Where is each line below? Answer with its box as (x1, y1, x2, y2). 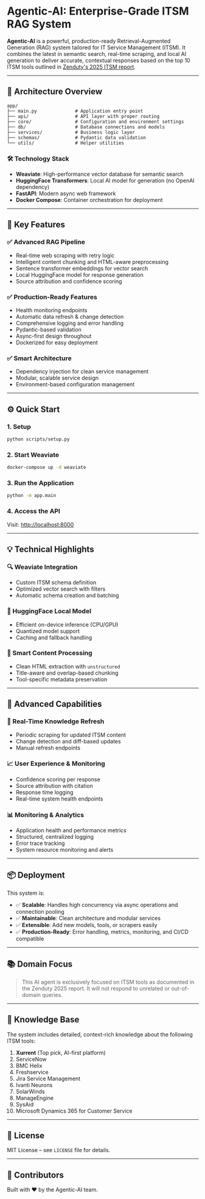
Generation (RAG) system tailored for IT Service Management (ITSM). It (7, 44, 186, 51)
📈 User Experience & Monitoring (7, 759, 105, 768)
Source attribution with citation (15, 782, 94, 789)
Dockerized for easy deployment (15, 339, 98, 346)
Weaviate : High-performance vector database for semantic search (15, 170, 184, 178)
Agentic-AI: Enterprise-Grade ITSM (7, 4, 189, 18)
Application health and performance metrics (15, 827, 127, 834)
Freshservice (15, 1068, 49, 1076)
